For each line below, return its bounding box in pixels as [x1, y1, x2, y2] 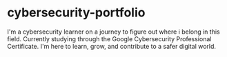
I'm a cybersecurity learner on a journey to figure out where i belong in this [7, 27, 220, 36]
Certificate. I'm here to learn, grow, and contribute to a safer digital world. [7, 42, 216, 50]
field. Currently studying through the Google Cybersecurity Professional [7, 34, 212, 43]
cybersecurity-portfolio [7, 5, 146, 21]
